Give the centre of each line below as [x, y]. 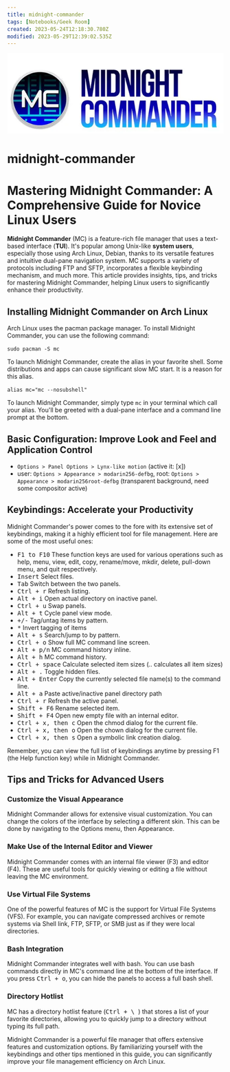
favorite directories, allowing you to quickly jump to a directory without [107, 1018]
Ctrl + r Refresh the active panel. [68, 701]
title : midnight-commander [46, 14]
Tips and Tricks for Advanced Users [86, 780]
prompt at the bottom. [38, 417]
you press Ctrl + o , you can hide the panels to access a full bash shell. [110, 978]
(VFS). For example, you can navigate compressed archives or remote [106, 916]
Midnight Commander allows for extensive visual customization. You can [110, 814]
